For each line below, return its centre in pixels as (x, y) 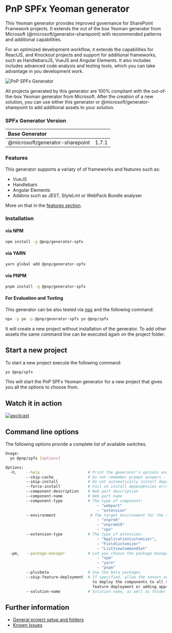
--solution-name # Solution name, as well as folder (96, 591)
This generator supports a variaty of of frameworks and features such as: (83, 169)
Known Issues (27, 625)
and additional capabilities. (34, 39)
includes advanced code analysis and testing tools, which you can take (80, 66)
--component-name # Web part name (74, 496)
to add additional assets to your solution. (72, 107)
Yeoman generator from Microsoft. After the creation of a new (88, 96)
